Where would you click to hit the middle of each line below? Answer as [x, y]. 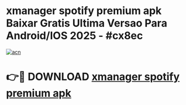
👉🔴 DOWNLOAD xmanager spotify [93, 77]
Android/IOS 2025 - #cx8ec [75, 36]
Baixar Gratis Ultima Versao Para [87, 23]
